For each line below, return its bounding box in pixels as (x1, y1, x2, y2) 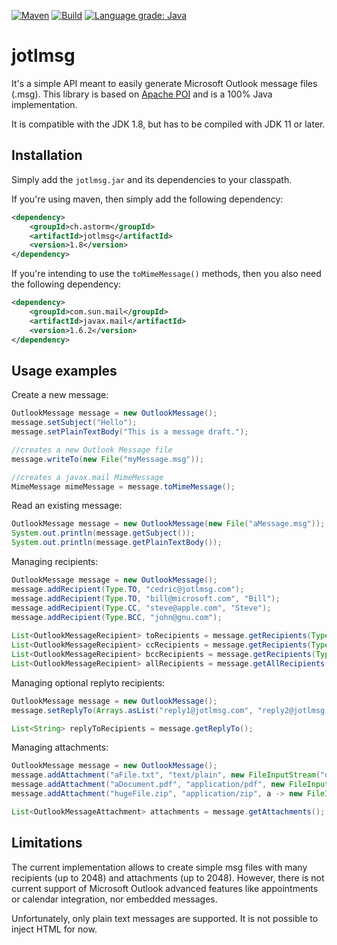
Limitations (11, 835, 83, 852)
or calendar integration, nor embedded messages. (11, 893, 218, 905)
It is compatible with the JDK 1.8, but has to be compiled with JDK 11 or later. (11, 118, 326, 130)
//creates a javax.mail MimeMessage (11, 472, 164, 482)
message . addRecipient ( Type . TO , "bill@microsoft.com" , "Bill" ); (11, 593, 281, 604)
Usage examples (11, 362, 118, 379)
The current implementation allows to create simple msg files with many (11, 861, 308, 873)
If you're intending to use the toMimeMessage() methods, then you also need (11, 268, 322, 280)
